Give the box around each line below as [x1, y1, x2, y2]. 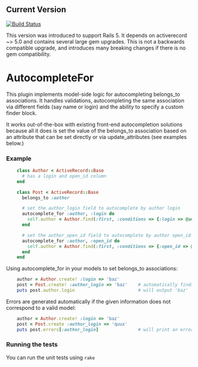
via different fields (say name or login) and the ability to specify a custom [6, 103, 184, 110]
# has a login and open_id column [21, 173, 107, 179]
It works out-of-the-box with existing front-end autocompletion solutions [6, 121, 183, 128]
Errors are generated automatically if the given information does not [6, 297, 171, 305]
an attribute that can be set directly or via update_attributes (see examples [6, 133, 187, 140]
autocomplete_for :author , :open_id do [21, 238, 120, 244]
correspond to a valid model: [6, 304, 76, 311]
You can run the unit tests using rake [6, 353, 95, 361]
